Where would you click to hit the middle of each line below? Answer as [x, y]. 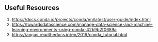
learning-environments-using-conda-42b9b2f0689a [64, 29]
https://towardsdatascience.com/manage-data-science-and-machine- [82, 24]
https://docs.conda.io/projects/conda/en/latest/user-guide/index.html [81, 19]
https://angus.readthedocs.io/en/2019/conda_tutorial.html [69, 34]
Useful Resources [32, 8]
